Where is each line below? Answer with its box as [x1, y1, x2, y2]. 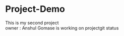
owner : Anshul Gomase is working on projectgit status [5, 25, 119, 31]
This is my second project [5, 20, 59, 26]
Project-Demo [5, 3, 66, 15]
